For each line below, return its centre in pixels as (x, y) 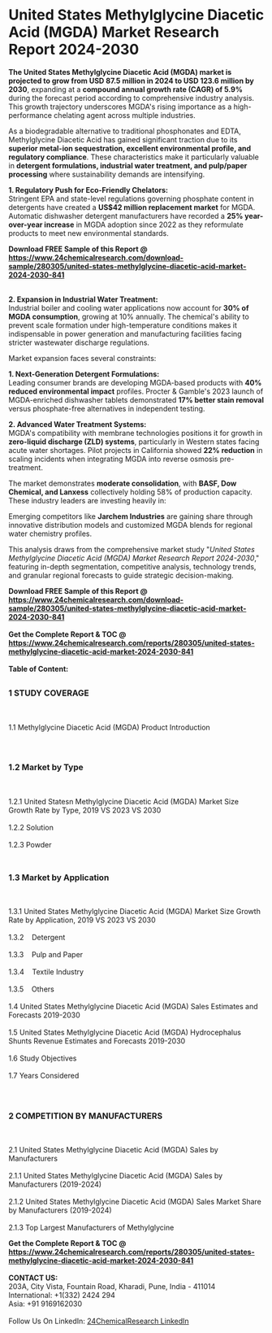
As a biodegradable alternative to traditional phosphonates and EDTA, (125, 131)
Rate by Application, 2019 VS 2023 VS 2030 (82, 920)
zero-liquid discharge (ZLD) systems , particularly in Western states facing (134, 442)
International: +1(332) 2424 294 (62, 1296)
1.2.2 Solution (31, 827)
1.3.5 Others (31, 989)
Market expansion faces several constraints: (82, 358)
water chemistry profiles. (50, 534)
